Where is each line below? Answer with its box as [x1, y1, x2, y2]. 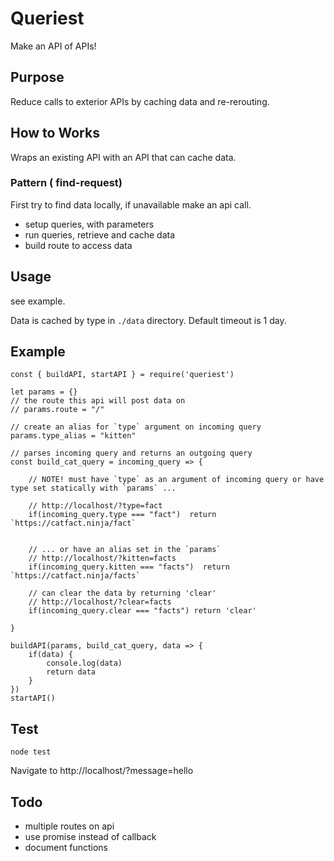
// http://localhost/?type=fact [28, 501, 163, 511]
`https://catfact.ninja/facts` [10, 571, 141, 581]
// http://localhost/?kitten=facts [28, 553, 177, 564]
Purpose [10, 69, 65, 86]
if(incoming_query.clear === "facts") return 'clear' [28, 606, 257, 616]
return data [46, 667, 97, 677]
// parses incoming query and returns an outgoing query [10, 448, 253, 459]
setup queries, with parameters [24, 218, 155, 230]
